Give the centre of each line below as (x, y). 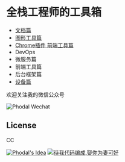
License (21, 126)
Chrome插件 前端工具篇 (44, 45)
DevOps (25, 52)
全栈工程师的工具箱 (54, 12)
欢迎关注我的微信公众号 (35, 95)
